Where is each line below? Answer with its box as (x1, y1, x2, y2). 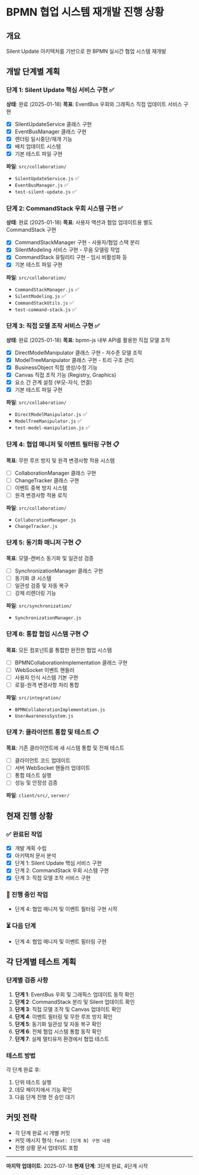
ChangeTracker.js (14, 523, 58, 529)
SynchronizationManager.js (14, 615, 82, 621)
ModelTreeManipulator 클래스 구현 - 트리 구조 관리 (14, 356, 134, 363)
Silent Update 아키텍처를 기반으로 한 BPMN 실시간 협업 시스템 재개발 (6, 48, 167, 55)
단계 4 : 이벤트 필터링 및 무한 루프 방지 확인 (14, 1013, 113, 1020)
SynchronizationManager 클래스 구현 (14, 567, 104, 575)
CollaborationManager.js (14, 517, 76, 523)
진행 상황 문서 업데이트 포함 (14, 1144, 79, 1151)
